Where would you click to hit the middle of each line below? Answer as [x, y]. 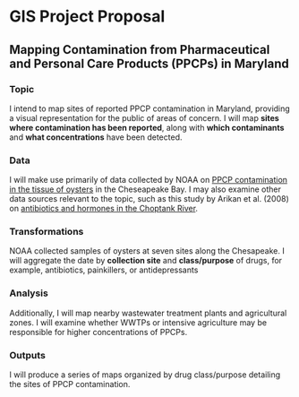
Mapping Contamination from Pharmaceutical [140, 50]
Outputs [28, 355]
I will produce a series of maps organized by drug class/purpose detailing [145, 375]
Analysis [29, 293]
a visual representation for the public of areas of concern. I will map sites [144, 117]
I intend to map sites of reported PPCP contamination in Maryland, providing [150, 108]
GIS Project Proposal [87, 17]
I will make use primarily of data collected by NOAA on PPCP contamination [149, 180]
